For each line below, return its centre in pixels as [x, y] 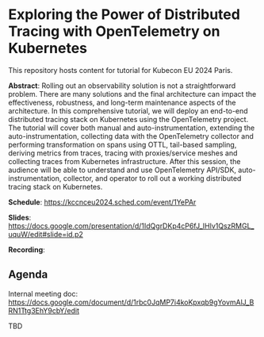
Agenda [28, 275]
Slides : [20, 217]
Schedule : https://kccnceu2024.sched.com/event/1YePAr [102, 202]
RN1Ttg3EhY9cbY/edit [44, 310]
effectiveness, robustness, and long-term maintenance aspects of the [122, 102]
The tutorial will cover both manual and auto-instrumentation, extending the [132, 128]
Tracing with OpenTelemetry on [114, 31]
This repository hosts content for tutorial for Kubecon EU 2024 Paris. [121, 70]
